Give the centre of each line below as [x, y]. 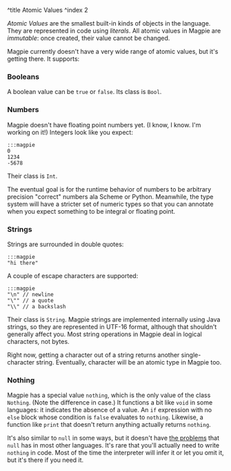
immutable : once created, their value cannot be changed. [89, 38]
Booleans [23, 77]
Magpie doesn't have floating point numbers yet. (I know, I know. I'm [104, 124]
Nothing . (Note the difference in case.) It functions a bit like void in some [110, 403]
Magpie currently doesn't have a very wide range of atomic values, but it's [113, 52]
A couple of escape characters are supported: [73, 275]
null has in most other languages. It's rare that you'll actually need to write [113, 445]
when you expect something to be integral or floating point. [91, 211]
